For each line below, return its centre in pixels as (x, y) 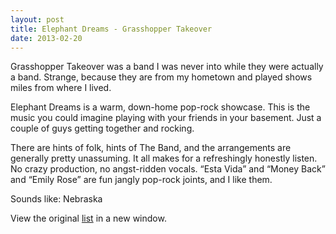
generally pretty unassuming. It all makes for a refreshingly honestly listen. (164, 158)
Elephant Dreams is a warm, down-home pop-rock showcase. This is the (160, 107)
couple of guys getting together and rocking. (102, 128)
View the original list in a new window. (88, 218)
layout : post (37, 19)
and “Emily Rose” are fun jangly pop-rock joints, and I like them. (141, 180)
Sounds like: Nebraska (56, 199)
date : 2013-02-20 (46, 38)
